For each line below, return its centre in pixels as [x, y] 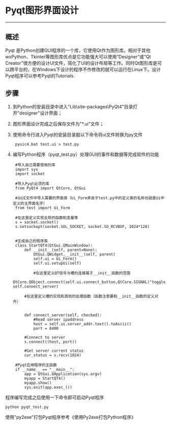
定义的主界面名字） [30, 203]
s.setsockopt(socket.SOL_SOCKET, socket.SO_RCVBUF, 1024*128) [82, 226]
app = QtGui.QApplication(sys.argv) [63, 374]
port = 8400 [46, 328]
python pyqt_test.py [27, 407]
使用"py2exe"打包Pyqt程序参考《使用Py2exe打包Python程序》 [70, 417]
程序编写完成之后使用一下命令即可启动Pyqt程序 [55, 397]
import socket [30, 174]
